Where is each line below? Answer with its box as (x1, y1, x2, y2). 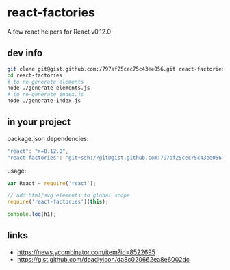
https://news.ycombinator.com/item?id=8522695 (16, 248, 156, 256)
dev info (7, 47, 43, 59)
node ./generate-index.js (7, 97, 81, 104)
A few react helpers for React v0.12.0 (7, 27, 112, 36)
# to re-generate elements (7, 78, 84, 85)
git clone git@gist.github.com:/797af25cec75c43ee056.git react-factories (7, 65, 225, 73)
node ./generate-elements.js (7, 84, 90, 92)
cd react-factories (7, 72, 63, 79)
